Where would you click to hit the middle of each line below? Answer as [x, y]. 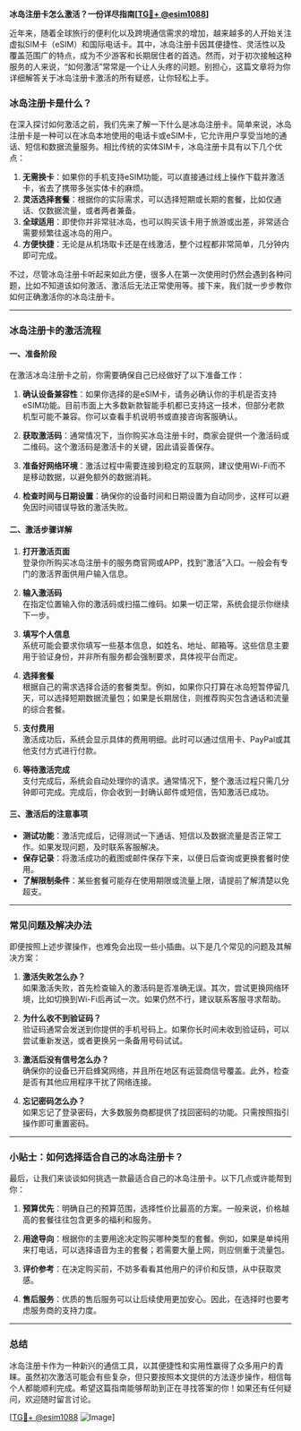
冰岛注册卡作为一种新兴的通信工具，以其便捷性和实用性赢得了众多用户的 [142, 1366]
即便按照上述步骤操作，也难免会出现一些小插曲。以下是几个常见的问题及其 [146, 947]
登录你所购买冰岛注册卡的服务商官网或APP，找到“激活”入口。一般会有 [151, 562]
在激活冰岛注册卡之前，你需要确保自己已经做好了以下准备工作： [127, 375]
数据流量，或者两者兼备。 [93, 210]
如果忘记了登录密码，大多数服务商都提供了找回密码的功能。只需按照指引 [155, 1112]
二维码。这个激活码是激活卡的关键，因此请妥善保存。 [120, 447]
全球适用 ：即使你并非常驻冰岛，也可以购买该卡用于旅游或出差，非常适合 [155, 222]
